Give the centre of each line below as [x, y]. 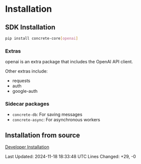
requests [21, 81]
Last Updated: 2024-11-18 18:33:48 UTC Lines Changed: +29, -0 [71, 157]
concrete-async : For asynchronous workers [56, 120]
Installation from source [43, 135]
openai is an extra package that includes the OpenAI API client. [69, 62]
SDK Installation [30, 27]
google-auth [25, 91]
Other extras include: [26, 71]
